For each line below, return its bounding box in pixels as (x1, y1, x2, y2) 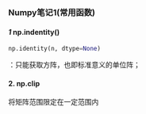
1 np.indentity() (8, 27, 60, 36)
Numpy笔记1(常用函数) (8, 6, 95, 17)
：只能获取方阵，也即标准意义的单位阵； (8, 60, 140, 69)
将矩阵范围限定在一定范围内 (8, 97, 99, 107)
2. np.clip (8, 78, 40, 88)
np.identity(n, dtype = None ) (8, 45, 102, 53)
